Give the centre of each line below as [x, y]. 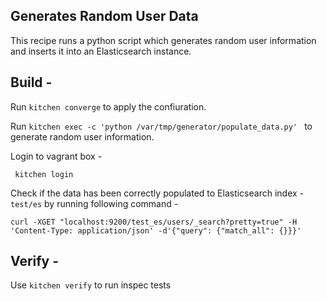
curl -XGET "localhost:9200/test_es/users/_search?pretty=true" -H [154, 222]
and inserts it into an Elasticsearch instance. [101, 51]
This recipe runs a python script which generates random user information [163, 40]
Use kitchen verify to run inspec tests [91, 285]
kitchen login [44, 174]
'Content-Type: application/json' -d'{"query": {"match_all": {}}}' [156, 230]
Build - [31, 82]
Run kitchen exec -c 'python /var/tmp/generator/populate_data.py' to [161, 126]
